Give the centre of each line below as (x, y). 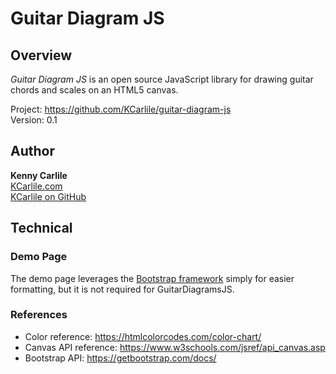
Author (32, 151)
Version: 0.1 (34, 120)
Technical (41, 228)
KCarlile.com (36, 186)
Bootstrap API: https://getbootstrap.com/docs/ (120, 358)
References (39, 315)
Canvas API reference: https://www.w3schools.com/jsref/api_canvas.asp (175, 347)
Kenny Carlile (39, 175)
